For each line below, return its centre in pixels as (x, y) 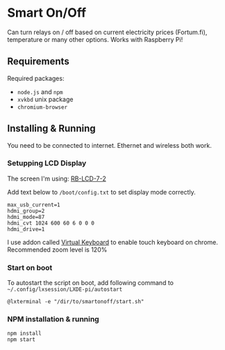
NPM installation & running (53, 319)
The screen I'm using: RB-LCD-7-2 (57, 178)
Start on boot (30, 268)
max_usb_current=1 (34, 205)
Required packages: (36, 78)
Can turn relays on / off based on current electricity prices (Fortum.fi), (107, 32)
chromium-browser (42, 107)
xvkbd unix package (45, 99)
